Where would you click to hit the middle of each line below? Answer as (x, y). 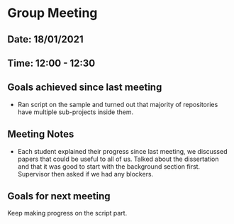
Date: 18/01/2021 (45, 39)
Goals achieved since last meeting (85, 88)
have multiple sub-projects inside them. (76, 112)
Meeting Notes (41, 134)
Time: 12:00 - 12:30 (51, 63)
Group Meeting (52, 13)
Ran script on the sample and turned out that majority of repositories (118, 104)
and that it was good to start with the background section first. (109, 166)
